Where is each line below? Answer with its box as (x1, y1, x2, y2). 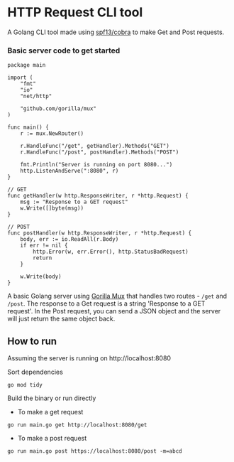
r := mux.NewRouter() (20, 130, 84, 137)
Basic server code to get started (7, 45, 121, 55)
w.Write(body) (20, 273, 62, 281)
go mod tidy (7, 382, 43, 389)
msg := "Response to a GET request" (20, 198, 129, 206)
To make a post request (17, 434, 87, 443)
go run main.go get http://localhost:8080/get (7, 421, 147, 429)
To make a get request (17, 408, 84, 417)
